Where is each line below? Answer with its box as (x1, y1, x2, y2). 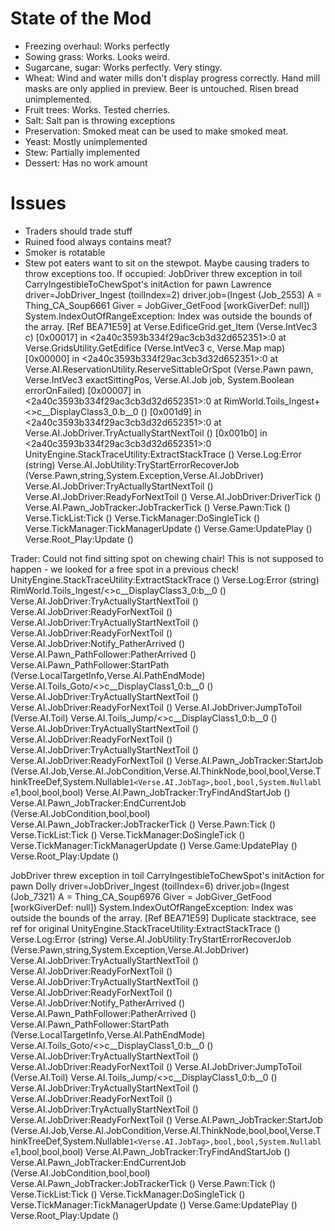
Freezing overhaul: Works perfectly (24, 40, 170, 52)
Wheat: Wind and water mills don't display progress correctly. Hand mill (24, 72, 321, 84)
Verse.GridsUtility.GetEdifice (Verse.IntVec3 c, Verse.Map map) (24, 342, 286, 354)
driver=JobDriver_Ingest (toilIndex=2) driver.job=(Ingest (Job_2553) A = (24, 288, 323, 301)
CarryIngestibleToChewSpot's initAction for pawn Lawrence (24, 278, 272, 290)
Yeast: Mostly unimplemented (24, 135, 148, 147)
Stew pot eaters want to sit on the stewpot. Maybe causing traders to (24, 257, 310, 269)
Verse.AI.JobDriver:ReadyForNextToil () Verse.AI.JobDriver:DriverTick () (24, 490, 322, 502)
